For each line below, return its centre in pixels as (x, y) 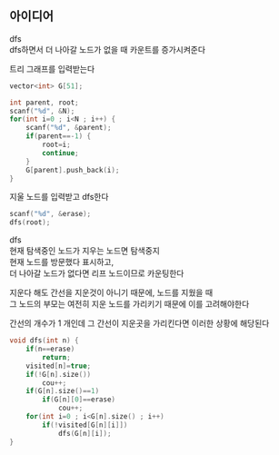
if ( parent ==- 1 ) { (59, 136)
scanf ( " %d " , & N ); (42, 111)
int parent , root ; (44, 103)
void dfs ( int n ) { (44, 341)
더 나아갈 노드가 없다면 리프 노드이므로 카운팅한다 (97, 273)
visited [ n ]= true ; (59, 366)
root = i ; (56, 145)
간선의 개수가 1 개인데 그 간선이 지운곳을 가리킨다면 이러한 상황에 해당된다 (139, 323)
